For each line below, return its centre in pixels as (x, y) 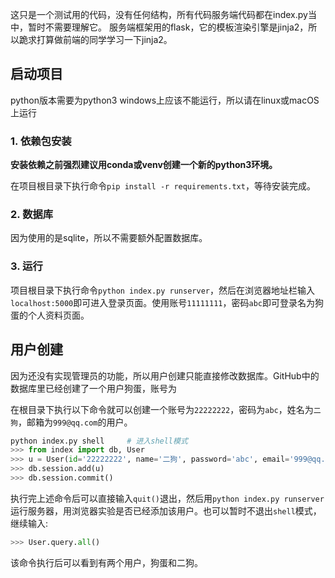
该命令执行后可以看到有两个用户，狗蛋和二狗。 (106, 562)
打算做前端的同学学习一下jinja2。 (104, 39)
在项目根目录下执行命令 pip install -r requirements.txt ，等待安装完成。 (163, 186)
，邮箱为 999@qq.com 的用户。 (75, 422)
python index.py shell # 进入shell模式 (99, 441)
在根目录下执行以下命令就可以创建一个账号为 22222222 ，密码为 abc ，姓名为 (162, 409)
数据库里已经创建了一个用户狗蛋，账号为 (93, 388)
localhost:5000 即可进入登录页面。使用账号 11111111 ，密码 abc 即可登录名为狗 (167, 302)
